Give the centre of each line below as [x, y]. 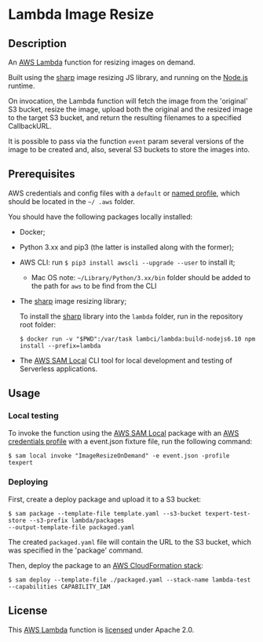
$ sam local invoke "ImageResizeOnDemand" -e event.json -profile [119, 456]
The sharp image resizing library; [73, 301]
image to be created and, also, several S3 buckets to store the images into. [129, 150]
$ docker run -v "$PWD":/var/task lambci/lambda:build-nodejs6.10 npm [137, 339]
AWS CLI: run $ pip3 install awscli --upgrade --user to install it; [127, 262]
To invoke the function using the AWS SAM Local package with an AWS [124, 432]
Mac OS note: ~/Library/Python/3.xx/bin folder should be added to [141, 277]
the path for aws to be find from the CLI [94, 286]
